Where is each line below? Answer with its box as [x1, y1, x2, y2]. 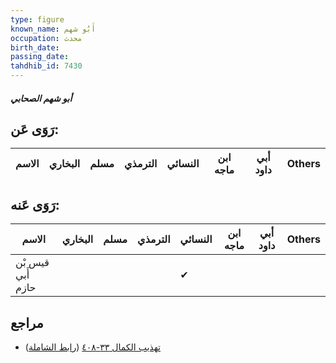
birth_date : [10, 42, 60, 53]
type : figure [10, 14, 65, 25]
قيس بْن [15, 256, 50, 270]
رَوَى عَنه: [10, 196, 60, 213]
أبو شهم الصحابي [10, 92, 73, 104]
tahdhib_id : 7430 [10, 61, 83, 71]
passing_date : [10, 52, 70, 62]
